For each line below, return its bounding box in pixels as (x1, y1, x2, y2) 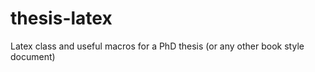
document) (10, 50, 56, 62)
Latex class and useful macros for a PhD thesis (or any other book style (10, 40, 305, 52)
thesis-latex (10, 7, 113, 30)
